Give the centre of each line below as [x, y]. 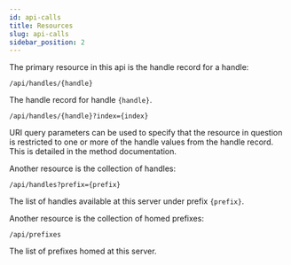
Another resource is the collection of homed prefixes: [106, 219]
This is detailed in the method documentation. [93, 152]
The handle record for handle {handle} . [81, 100]
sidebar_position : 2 [47, 42]
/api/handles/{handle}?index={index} [79, 116]
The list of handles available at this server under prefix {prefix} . [127, 201]
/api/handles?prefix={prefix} [65, 185]
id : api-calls [35, 17]
